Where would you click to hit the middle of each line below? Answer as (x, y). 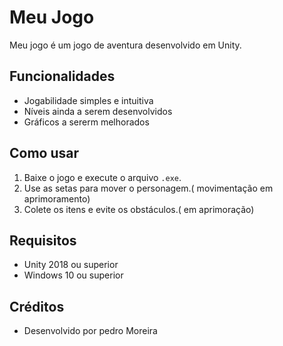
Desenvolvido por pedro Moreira (90, 331)
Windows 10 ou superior (73, 275)
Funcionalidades (62, 76)
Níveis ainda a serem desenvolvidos (98, 111)
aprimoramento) (57, 198)
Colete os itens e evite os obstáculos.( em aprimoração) (139, 209)
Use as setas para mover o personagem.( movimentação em (148, 188)
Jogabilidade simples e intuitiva (88, 100)
